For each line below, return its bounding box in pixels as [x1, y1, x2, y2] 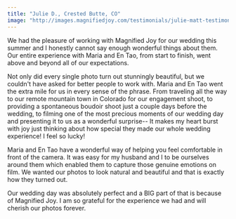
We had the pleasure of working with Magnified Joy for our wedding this [7, 36, 217, 44]
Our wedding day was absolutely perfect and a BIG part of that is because [7, 189, 222, 197]
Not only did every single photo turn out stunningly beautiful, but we [7, 72, 205, 81]
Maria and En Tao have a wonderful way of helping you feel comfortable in [7, 145, 223, 154]
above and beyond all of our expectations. [7, 58, 129, 67]
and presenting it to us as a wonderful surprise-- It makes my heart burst [7, 117, 218, 125]
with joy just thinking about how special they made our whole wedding [7, 124, 211, 133]
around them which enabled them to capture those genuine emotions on [7, 160, 216, 168]
